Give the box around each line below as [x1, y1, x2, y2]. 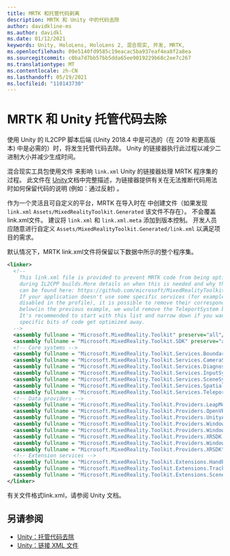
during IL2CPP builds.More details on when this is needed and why [19, 280, 216, 288]
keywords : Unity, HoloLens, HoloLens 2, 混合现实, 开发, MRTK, [7, 42, 185, 49]
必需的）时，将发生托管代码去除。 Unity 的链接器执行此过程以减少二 [29, 144, 221, 153]
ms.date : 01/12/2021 [7, 36, 66, 42]
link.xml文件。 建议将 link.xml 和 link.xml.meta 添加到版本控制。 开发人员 [7, 216, 218, 225]
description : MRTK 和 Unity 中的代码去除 [7, 16, 120, 23]
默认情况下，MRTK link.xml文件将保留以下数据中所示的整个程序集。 [7, 248, 198, 256]
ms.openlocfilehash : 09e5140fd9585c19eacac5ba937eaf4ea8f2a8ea [7, 49, 192, 55]
